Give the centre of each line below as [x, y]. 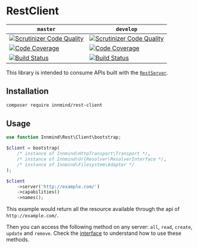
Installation [27, 92]
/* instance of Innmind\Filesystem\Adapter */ [76, 165]
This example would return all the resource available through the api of [93, 209]
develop [127, 29]
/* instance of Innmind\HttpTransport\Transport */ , [84, 154]
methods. [18, 240]
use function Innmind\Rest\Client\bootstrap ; [64, 137]
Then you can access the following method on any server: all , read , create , [99, 227]
